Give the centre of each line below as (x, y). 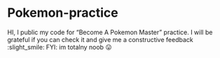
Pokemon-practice (63, 13)
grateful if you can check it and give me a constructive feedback (101, 39)
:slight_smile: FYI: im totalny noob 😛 (60, 47)
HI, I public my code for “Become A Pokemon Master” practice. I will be (110, 32)
